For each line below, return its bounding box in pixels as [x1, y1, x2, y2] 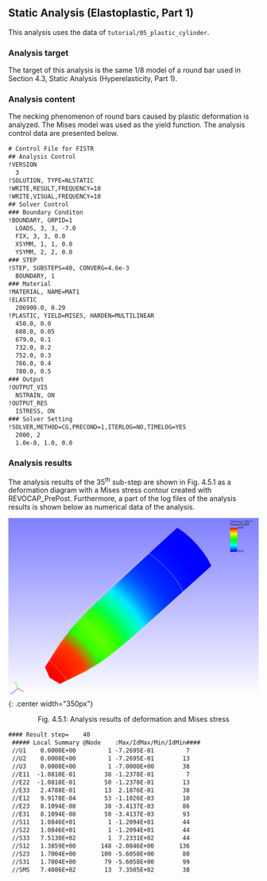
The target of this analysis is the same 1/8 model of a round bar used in [8, 65, 241, 75]
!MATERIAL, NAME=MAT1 [8, 288, 80, 297]
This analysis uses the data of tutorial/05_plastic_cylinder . [8, 27, 210, 37]
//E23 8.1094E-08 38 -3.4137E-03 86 [11, 802, 191, 810]
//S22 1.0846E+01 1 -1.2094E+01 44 [11, 826, 191, 834]
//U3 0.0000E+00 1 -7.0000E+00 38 [11, 763, 191, 770]
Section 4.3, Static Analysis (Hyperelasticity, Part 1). [8, 74, 177, 83]
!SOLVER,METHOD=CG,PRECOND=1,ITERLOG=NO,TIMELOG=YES [8, 423, 187, 432]
